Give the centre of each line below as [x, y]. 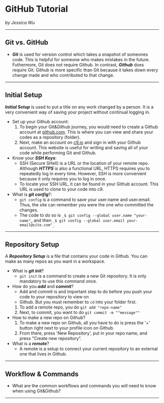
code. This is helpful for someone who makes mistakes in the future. [81, 59]
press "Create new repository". [51, 338]
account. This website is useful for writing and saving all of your [84, 147]
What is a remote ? [31, 344]
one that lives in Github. [43, 354]
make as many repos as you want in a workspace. [55, 261]
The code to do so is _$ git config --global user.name [76, 215]
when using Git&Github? [36, 391]
